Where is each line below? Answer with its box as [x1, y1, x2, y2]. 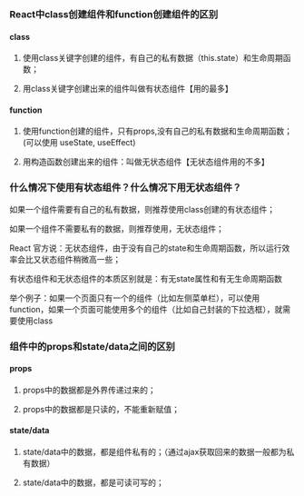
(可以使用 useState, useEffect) [22, 137, 136, 148]
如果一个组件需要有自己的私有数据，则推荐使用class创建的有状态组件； [9, 203, 276, 214]
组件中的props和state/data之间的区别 [9, 340, 175, 352]
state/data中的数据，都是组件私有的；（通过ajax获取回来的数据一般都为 [22, 446, 288, 457]
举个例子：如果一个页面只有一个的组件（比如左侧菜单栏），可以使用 [9, 293, 260, 303]
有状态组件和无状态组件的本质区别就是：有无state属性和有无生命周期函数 [9, 273, 283, 283]
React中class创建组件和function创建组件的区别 [9, 7, 219, 20]
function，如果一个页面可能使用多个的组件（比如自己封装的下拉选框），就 [9, 303, 283, 314]
